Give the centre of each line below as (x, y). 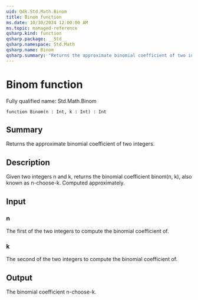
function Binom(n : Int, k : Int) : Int (57, 112)
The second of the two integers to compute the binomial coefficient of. (92, 259)
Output (19, 278)
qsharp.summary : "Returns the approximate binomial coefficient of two (96, 55)
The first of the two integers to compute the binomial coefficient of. (88, 231)
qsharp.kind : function (34, 34)
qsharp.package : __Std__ (37, 39)
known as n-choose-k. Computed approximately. (65, 183)
